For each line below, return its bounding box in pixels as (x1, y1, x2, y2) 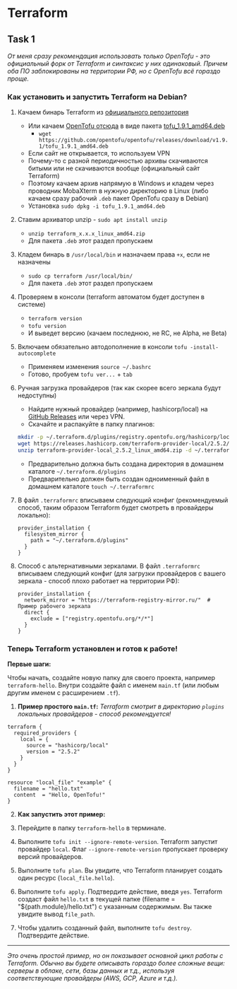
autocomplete (17, 350, 56, 358)
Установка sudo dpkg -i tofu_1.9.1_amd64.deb (28, 201, 166, 210)
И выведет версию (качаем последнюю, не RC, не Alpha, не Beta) (28, 329, 227, 337)
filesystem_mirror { (24, 530, 85, 538)
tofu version (28, 323, 67, 330)
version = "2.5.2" (25, 748, 80, 756)
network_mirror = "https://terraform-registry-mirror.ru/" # (24, 596, 211, 604)
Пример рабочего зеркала (17, 602, 91, 609)
